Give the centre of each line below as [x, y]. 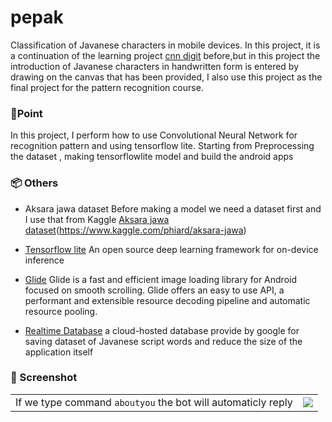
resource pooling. [61, 311]
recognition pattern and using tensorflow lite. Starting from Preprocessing [162, 146]
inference [44, 260]
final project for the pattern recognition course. [107, 87]
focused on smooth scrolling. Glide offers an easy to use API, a [154, 290]
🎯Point [26, 113]
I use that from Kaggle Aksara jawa [97, 219]
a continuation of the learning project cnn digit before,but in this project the [165, 55]
